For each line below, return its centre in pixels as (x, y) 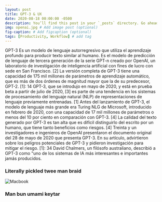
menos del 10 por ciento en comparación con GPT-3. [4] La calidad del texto (81, 117)
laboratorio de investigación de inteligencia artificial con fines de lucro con (79, 65)
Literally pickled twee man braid (43, 171)
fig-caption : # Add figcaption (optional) (48, 32)
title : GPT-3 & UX (23, 14)
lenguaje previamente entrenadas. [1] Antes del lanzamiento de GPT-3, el (77, 102)
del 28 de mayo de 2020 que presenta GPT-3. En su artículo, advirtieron (77, 138)
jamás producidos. (23, 158)
